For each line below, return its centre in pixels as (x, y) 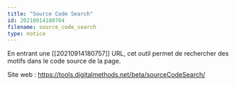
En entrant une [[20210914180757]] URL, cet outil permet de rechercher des (118, 54)
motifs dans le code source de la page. (64, 61)
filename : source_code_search (52, 27)
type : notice (27, 33)
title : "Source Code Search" (50, 14)
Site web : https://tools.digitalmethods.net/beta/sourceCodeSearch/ (106, 75)
